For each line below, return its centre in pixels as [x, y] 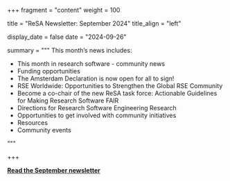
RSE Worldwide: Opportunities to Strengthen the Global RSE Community [120, 86]
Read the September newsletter [54, 170]
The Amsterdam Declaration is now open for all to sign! [96, 78]
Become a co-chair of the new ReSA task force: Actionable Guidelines [117, 93]
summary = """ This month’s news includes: [70, 50]
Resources [33, 123]
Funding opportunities [49, 71]
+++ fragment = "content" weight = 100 [64, 10]
